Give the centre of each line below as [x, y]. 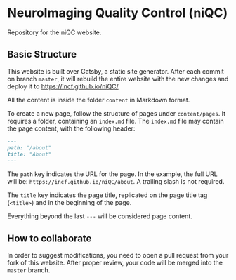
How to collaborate [50, 238]
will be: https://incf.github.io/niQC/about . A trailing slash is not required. [116, 182]
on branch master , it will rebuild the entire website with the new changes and [118, 79]
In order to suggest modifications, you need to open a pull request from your [118, 255]
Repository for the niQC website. [54, 32]
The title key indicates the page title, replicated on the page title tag [107, 195]
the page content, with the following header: [71, 128]
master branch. [29, 270]
